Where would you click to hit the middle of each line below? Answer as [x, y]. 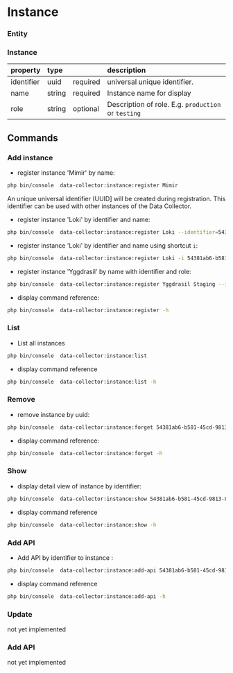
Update [20, 614]
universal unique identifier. [150, 82]
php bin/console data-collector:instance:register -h [88, 310]
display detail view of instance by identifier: [79, 486]
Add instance [30, 157]
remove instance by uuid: [53, 414]
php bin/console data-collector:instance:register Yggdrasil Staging [111, 284]
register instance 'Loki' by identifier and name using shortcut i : [107, 245]
